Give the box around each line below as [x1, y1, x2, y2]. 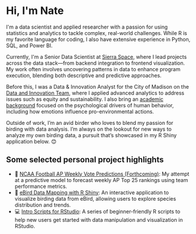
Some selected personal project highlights [6, 155, 164, 165]
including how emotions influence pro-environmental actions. [6, 108, 154, 115]
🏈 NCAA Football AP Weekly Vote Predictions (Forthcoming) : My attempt [14, 170, 190, 177]
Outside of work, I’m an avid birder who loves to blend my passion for [6, 119, 174, 126]
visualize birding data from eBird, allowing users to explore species [14, 195, 177, 202]
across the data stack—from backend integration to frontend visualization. [6, 60, 185, 67]
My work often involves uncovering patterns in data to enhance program [6, 65, 181, 72]
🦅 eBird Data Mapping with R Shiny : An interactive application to [14, 188, 169, 196]
